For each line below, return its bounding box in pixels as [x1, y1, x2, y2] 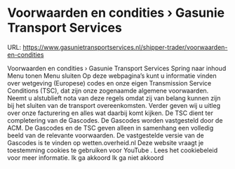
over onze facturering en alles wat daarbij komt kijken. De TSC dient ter [7, 109, 214, 117]
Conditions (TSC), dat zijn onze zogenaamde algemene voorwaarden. [7, 86, 209, 95]
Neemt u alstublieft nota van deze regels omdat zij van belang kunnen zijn [7, 93, 221, 102]
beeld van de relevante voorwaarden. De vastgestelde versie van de [7, 131, 205, 140]
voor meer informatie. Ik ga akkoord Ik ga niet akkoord [7, 153, 164, 162]
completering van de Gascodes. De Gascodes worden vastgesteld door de [7, 116, 223, 124]
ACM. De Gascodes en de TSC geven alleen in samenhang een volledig [7, 123, 214, 132]
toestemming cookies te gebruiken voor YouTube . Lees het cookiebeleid [7, 146, 218, 154]
